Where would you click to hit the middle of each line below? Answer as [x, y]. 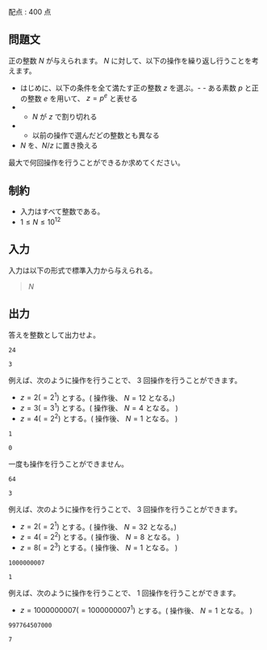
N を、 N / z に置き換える [59, 146]
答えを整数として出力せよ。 [54, 335]
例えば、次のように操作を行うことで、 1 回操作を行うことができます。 [124, 593]
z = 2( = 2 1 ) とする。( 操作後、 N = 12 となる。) [98, 397]
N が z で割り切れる [65, 117]
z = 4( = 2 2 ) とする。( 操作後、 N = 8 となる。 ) [100, 536]
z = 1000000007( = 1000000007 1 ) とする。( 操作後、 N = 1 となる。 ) [136, 610]
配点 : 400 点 [30, 12]
